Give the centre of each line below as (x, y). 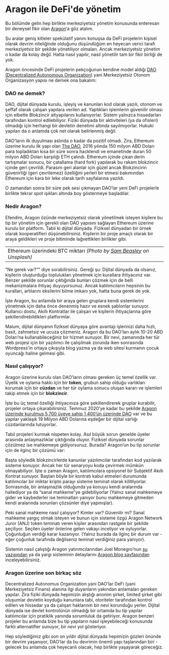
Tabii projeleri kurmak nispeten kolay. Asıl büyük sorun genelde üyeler (78, 434)
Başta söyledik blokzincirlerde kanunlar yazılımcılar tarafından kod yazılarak (83, 460)
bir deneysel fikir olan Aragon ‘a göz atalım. (50, 28)
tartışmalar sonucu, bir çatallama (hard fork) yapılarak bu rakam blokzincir (82, 162)
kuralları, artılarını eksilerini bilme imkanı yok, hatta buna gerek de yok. (78, 291)
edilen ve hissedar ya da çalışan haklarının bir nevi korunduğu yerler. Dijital (82, 605)
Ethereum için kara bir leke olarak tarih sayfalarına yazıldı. (65, 178)
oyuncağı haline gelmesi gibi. (35, 353)
